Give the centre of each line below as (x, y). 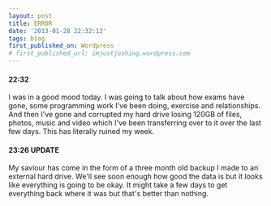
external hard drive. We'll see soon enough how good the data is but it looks (135, 177)
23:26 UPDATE (34, 149)
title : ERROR (30, 23)
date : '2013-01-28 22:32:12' (58, 31)
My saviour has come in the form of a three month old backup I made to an (133, 168)
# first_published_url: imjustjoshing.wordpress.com (99, 53)
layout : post (30, 16)
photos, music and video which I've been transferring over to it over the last (135, 123)
